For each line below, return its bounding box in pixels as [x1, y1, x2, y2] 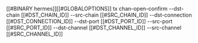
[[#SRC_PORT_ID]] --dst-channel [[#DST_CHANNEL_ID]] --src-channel [6, 24, 181, 31]
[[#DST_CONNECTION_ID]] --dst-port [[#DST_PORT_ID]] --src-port [6, 18, 173, 24]
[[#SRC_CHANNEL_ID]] [6, 30, 63, 38]
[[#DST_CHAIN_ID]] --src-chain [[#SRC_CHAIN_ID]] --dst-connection [20, 11, 193, 19]
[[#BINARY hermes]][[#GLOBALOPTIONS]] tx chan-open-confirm [6, 5, 168, 12]
